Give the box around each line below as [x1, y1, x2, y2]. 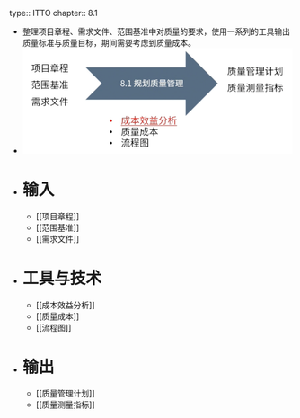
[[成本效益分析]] [35, 299, 96, 310]
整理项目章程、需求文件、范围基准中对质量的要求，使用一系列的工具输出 [22, 26, 290, 37]
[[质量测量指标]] [35, 399, 96, 410]
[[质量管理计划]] [35, 388, 96, 399]
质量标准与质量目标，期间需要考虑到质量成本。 [22, 38, 196, 48]
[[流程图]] [35, 322, 72, 333]
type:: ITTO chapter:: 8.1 [9, 8, 98, 18]
